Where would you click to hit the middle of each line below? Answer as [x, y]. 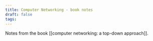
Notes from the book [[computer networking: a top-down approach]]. [77, 33]
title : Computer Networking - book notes [49, 10]
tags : [11, 19]
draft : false [19, 14]
